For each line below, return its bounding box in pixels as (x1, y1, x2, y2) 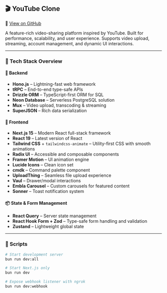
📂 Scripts (5, 241, 28, 248)
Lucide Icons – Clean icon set (12, 162, 74, 168)
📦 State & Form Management (5, 200, 68, 206)
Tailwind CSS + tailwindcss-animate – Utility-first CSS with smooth (12, 141, 151, 146)
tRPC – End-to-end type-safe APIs (12, 86, 83, 92)
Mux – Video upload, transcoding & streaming (12, 102, 107, 108)
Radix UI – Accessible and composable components (12, 151, 119, 157)
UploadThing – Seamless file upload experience (12, 172, 112, 178)
